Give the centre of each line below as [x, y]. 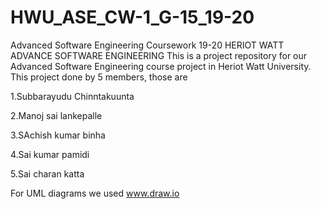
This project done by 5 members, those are [99, 77]
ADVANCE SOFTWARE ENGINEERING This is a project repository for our [159, 55]
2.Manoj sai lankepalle [56, 115]
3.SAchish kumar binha [58, 135]
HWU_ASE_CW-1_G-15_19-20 [132, 17]
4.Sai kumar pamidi [50, 154]
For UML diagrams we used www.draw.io [95, 193]
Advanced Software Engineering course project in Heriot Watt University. [161, 66]
